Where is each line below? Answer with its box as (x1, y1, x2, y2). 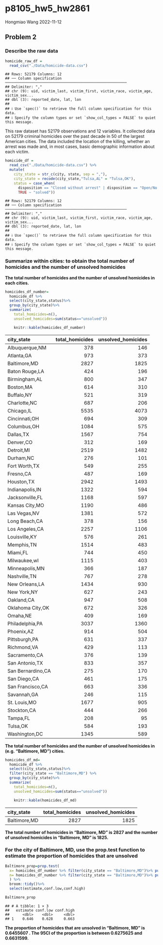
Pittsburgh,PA (7, 636, 39, 643)
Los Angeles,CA (7, 525, 44, 532)
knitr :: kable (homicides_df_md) (14, 798, 77, 803)
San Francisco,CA (7, 683, 49, 690)
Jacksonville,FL (7, 494, 43, 501)
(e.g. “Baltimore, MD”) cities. (5, 748, 65, 754)
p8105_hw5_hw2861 (5, 3, 90, 14)
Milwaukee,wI (7, 557, 39, 564)
